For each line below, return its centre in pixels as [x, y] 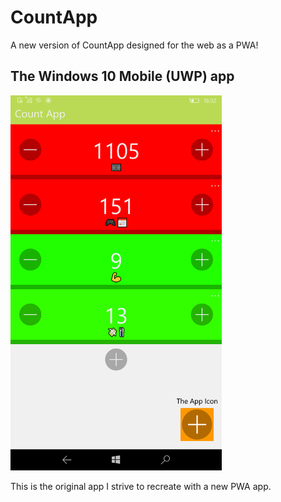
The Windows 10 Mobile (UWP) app [122, 76]
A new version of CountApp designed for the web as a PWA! [134, 45]
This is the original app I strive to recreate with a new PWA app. [141, 486]
